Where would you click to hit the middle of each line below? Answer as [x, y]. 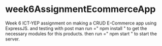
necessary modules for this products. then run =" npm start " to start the [81, 33]
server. [13, 39]
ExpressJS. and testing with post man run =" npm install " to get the [76, 28]
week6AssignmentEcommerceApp [80, 9]
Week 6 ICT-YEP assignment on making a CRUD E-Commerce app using [81, 23]
